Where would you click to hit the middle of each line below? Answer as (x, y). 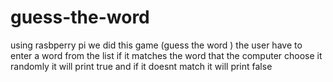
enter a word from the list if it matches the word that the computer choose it (166, 55)
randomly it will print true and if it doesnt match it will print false (141, 66)
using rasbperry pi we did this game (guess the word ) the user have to (156, 45)
